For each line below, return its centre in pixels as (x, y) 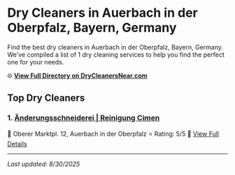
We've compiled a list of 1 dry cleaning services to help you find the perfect (116, 55)
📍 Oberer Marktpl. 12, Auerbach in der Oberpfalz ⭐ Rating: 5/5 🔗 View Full (113, 134)
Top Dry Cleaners (46, 98)
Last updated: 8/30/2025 (44, 164)
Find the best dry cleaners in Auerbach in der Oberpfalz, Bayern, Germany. (115, 47)
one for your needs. (36, 62)
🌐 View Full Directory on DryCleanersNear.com (78, 76)
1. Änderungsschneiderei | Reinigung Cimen (84, 118)
